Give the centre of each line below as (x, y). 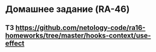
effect (15, 43)
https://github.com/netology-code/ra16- (81, 28)
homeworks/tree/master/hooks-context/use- (78, 35)
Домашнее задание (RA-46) (67, 9)
